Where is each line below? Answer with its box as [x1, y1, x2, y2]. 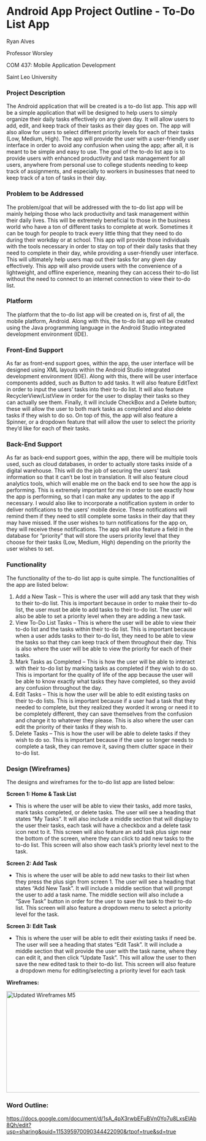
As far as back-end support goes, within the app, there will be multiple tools [6, 454, 198, 461]
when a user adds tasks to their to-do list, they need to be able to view [15, 632, 194, 639]
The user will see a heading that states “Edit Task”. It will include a [15, 941, 183, 948]
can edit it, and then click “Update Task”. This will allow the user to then [15, 954, 196, 961]
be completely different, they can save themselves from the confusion [15, 710, 193, 717]
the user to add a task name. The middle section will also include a [15, 891, 184, 899]
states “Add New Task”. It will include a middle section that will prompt [15, 885, 193, 892]
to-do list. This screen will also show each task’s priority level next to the [15, 841, 199, 849]
